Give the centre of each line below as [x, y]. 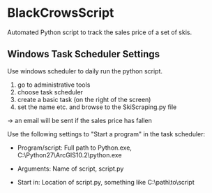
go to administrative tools [54, 85]
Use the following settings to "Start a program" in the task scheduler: [106, 134]
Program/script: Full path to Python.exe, [75, 148]
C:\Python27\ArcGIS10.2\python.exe [69, 155]
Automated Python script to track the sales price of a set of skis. [100, 32]
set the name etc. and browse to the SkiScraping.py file [97, 107]
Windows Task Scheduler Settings [84, 54]
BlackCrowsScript [61, 13]
